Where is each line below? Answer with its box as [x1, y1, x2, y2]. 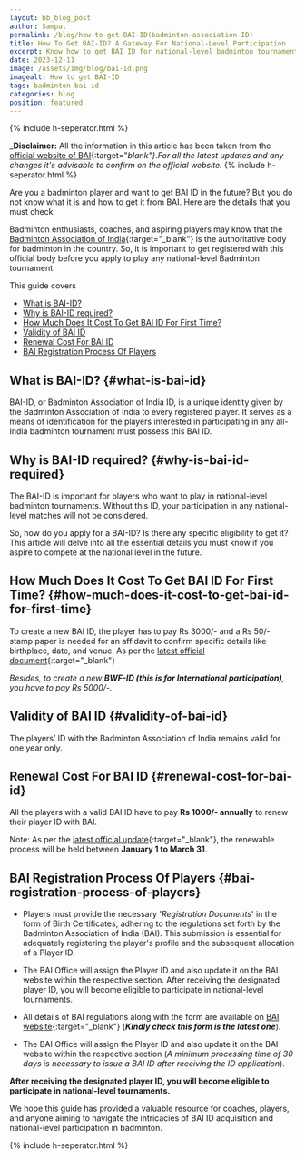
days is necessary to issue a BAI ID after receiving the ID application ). [22, 1058, 286, 1069]
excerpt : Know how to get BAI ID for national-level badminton [9, 47, 254, 56]
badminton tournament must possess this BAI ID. [29, 426, 212, 437]
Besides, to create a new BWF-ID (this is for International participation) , [9, 672, 285, 683]
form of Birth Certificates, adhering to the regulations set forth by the [22, 918, 281, 929]
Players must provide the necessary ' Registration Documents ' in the [22, 909, 278, 920]
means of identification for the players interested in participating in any [9, 416, 275, 428]
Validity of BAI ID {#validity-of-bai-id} [9, 709, 229, 724]
